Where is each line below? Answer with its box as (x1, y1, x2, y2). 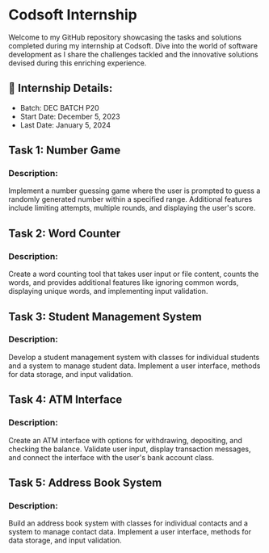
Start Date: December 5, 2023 (19, 111, 120, 121)
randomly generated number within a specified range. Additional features (8, 195, 253, 204)
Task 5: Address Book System (8, 475, 162, 489)
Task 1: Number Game (8, 144, 121, 157)
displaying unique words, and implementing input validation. (8, 287, 208, 296)
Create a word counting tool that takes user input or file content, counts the (8, 269, 259, 279)
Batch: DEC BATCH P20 (19, 103, 99, 112)
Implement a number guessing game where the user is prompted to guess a (8, 186, 261, 195)
